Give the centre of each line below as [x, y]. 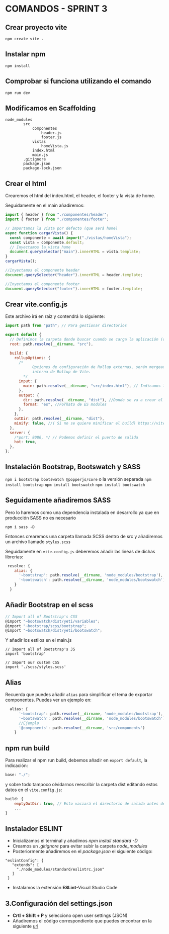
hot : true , [26, 442]
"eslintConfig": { [24, 861]
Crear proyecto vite [36, 27]
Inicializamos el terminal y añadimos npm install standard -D [75, 841]
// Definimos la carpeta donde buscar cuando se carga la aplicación [84, 339]
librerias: [14, 557]
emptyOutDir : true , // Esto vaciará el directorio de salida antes [86, 803]
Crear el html [26, 183]
